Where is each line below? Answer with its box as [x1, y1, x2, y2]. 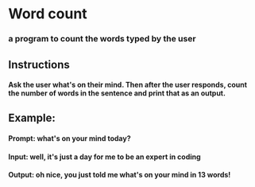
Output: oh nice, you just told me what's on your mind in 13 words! [8, 170, 231, 180]
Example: [8, 111, 56, 125]
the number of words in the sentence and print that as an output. [8, 88, 226, 98]
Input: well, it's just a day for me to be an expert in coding [8, 152, 201, 162]
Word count [8, 5, 87, 23]
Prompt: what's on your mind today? [8, 134, 131, 143]
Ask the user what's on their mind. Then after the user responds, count [8, 80, 248, 90]
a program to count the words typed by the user [8, 33, 196, 45]
